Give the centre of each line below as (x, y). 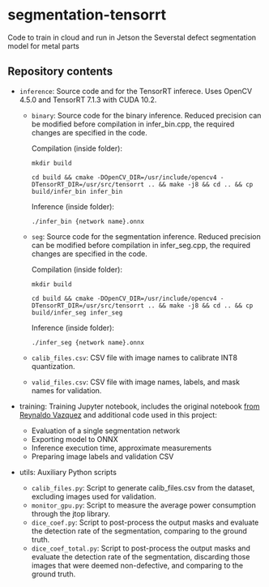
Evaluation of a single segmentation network (106, 431)
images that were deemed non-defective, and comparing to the (137, 565)
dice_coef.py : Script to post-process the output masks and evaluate (145, 522)
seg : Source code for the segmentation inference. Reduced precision (146, 236)
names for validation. (66, 390)
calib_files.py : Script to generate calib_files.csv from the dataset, (143, 487)
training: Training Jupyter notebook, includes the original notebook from (139, 406)
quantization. (53, 366)
